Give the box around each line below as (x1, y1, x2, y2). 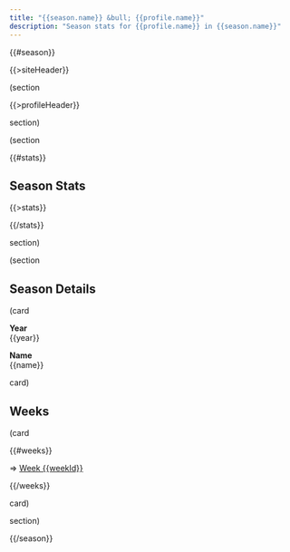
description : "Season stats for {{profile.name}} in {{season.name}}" (9, 22, 282, 31)
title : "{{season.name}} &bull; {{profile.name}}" (9, 13, 205, 23)
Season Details (9, 281, 97, 296)
